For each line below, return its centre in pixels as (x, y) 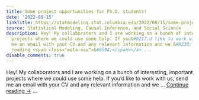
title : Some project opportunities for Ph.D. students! (76, 11)
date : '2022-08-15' (30, 17)
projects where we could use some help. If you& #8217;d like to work (99, 39)
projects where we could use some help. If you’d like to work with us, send (97, 78)
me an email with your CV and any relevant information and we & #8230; (102, 45)
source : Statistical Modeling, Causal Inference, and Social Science (94, 28)
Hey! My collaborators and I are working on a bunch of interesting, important (99, 72)
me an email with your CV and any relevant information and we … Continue (97, 84)
